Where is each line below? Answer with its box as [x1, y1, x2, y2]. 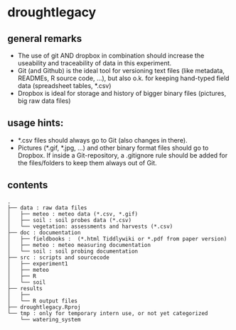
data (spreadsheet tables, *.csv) [17, 82, 112, 89]
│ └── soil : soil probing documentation [7, 248, 139, 255]
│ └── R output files [7, 297, 78, 304]
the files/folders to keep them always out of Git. [17, 158, 158, 167]
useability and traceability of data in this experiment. [17, 59, 172, 67]
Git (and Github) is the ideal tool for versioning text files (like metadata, [17, 67, 225, 75]
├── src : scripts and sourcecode [7, 253, 110, 261]
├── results [7, 285, 43, 292]
